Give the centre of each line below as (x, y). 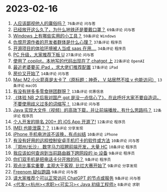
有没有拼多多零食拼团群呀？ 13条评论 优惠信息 (58, 91)
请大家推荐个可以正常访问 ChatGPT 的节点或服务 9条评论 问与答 (77, 178)
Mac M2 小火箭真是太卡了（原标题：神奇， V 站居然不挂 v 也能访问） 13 (88, 79)
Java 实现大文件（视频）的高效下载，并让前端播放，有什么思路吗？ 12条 (87, 110)
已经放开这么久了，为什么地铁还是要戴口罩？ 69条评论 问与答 (74, 29)
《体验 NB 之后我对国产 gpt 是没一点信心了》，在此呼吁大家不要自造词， (87, 97)
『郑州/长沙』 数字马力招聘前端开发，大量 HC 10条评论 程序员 (75, 146)
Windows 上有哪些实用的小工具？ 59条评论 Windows (64, 36)
